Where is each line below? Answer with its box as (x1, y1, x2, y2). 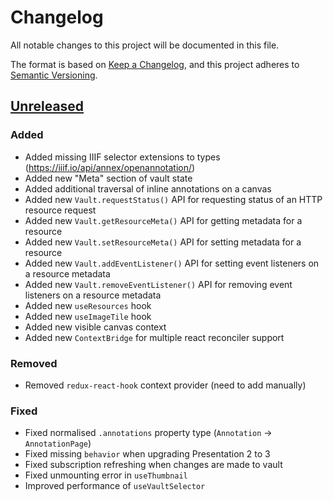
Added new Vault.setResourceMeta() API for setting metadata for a (24, 236, 302, 248)
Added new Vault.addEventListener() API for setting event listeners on (24, 257, 320, 269)
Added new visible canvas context (24, 321, 167, 333)
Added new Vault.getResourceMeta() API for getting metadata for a (24, 214, 303, 226)
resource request (24, 204, 97, 216)
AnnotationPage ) (24, 437, 92, 450)
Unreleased (10, 98, 85, 115)
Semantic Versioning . (10, 69, 98, 81)
